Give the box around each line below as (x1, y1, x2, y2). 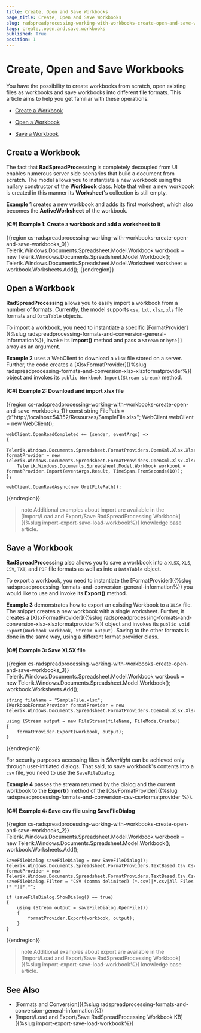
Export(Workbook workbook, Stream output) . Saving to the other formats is (6, 626, 190, 634)
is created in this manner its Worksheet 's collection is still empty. (6, 189, 167, 196)
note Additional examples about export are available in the (20, 948, 165, 956)
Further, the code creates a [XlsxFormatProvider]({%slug (6, 361, 147, 368)
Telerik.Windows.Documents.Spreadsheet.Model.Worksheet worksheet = (6, 259, 187, 267)
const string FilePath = (69, 407, 125, 414)
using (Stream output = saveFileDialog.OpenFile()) (17, 905, 148, 911)
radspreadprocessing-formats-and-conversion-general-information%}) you (6, 583, 193, 590)
